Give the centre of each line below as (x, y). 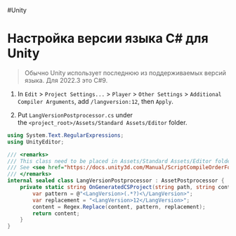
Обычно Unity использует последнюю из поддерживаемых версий (125, 72)
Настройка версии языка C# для (108, 39)
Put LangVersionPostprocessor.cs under (75, 114)
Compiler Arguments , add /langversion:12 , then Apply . (96, 101)
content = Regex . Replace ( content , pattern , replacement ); (119, 206)
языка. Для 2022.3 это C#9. (66, 80)
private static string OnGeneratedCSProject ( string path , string (118, 188)
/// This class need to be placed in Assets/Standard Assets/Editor (110, 161)
